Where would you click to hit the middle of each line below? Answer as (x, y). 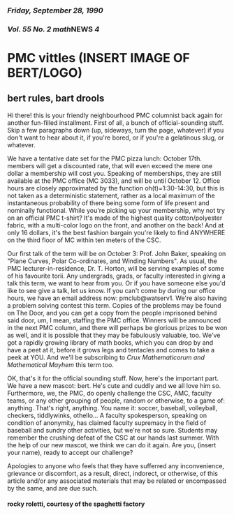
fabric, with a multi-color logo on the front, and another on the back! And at (116, 225)
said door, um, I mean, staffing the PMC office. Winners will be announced (114, 320)
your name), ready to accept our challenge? (70, 452)
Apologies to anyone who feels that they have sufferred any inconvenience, (116, 465)
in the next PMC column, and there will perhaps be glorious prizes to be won (117, 327)
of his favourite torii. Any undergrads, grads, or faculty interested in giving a (116, 276)
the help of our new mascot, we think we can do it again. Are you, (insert (112, 445)
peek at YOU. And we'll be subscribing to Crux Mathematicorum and (106, 357)
